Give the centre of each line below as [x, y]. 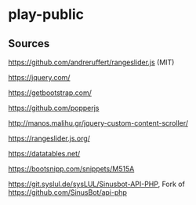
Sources [29, 44]
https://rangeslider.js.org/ [49, 138]
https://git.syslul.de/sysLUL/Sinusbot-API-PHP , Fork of [97, 184]
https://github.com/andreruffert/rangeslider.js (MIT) [91, 62]
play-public [46, 15]
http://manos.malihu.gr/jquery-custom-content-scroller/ [98, 123]
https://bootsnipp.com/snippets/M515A [71, 169]
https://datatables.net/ [44, 154]
